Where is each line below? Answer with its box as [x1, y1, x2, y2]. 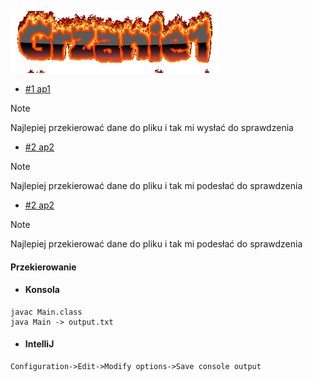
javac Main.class [10, 307, 83, 317]
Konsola [24, 284, 60, 296]
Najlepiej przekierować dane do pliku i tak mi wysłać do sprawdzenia [10, 122, 294, 133]
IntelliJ [24, 338, 55, 350]
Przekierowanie [10, 261, 77, 273]
